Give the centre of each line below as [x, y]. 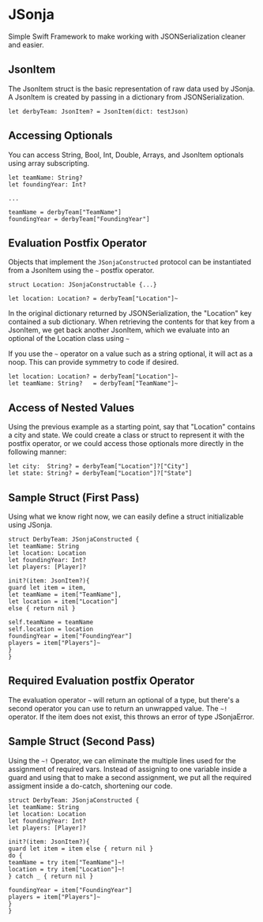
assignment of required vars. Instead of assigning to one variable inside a [128, 769]
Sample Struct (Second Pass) [82, 742]
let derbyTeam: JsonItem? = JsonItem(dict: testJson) [99, 111]
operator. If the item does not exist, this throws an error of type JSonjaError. [131, 717]
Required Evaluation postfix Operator [101, 681]
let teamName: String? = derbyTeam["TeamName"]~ [93, 384]
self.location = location [51, 629]
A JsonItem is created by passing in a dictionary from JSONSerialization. [126, 97]
